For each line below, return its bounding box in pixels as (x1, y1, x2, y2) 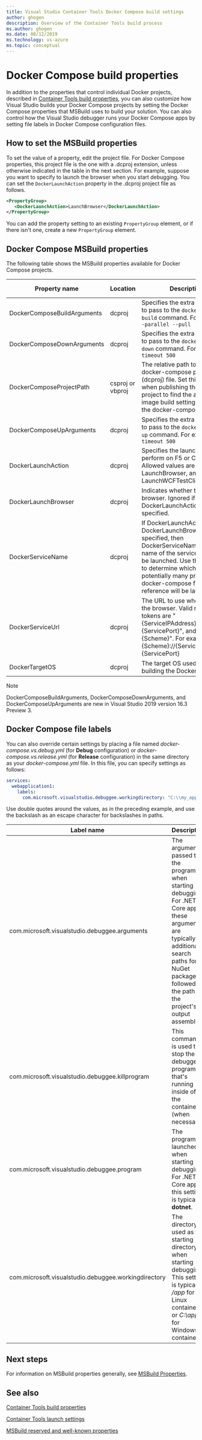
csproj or (110, 379, 135, 388)
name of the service (141, 549, 198, 557)
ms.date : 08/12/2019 (6, 31, 58, 37)
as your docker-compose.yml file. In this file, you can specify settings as (6, 759, 186, 767)
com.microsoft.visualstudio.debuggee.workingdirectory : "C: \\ (22, 795, 182, 801)
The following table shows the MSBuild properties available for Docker (6, 260, 181, 267)
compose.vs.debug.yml (6, 746, 65, 754)
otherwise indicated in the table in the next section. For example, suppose (6, 167, 189, 174)
